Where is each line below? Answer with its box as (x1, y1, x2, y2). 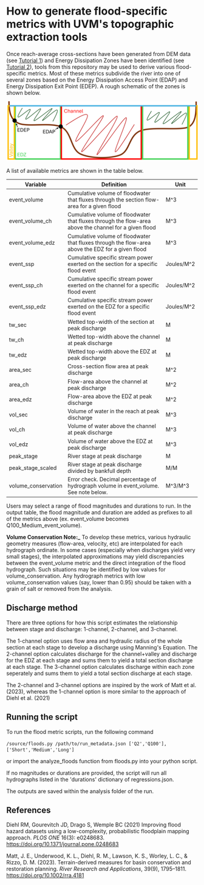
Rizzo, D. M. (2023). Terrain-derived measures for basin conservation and (6, 859, 191, 866)
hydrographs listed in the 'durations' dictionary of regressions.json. (6, 775, 174, 783)
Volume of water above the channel (67, 422, 157, 430)
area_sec (8, 366, 32, 373)
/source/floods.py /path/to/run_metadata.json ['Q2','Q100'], (6, 741, 167, 747)
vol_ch (8, 425, 25, 433)
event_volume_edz (8, 239, 55, 246)
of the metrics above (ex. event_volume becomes (6, 515, 129, 522)
